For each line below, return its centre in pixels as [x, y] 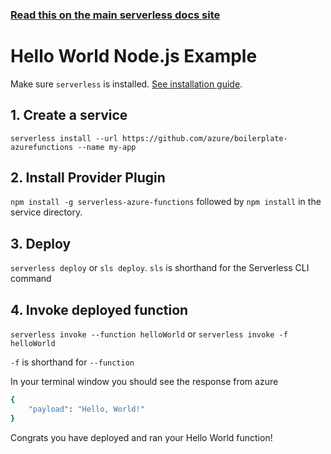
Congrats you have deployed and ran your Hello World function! [141, 437]
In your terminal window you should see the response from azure [144, 382]
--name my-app [107, 147]
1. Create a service [69, 115]
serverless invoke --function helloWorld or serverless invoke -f [149, 334]
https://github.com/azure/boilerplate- [204, 138]
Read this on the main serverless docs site [115, 15]
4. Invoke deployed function [99, 309]
